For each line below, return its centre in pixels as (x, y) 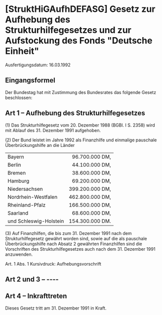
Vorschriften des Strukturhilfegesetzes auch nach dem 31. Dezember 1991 (80, 249)
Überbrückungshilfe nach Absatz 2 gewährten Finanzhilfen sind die (74, 244)
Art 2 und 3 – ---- (32, 279)
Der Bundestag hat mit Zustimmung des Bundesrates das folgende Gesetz (81, 92)
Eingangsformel (30, 80)
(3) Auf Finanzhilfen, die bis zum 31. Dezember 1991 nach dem (68, 233)
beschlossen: (19, 97)
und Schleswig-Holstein (36, 221)
